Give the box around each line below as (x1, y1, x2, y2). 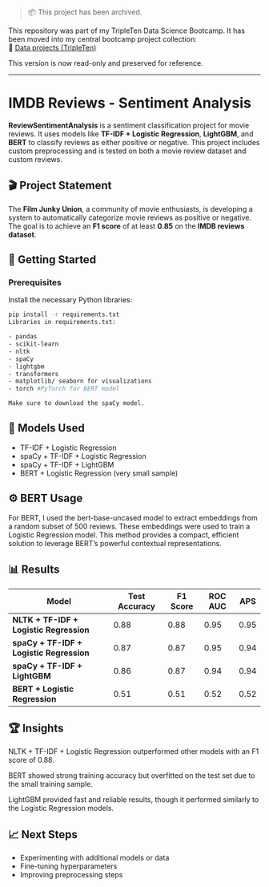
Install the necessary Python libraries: (8, 295, 133, 305)
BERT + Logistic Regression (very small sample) (19, 468, 179, 478)
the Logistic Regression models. (8, 804, 114, 813)
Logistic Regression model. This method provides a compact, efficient (8, 529, 239, 540)
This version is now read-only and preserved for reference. (8, 59, 204, 67)
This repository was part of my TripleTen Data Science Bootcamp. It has (8, 26, 246, 35)
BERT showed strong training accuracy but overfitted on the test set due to (8, 771, 255, 780)
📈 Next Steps (8, 828, 78, 841)
